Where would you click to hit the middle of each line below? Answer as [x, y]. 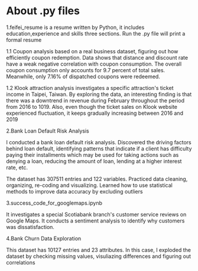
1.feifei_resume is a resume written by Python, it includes [75, 27]
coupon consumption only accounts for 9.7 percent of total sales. [86, 70]
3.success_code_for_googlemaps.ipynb [54, 203]
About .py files [43, 11]
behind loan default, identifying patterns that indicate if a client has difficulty [99, 149]
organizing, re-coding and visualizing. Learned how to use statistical [89, 185]
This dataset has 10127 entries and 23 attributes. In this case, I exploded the [98, 250]
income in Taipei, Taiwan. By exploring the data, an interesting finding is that [99, 94]
